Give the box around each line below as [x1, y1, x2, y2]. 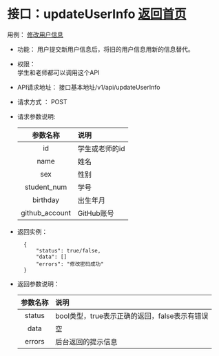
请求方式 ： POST [17, 97, 67, 106]
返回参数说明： [17, 279, 60, 288]
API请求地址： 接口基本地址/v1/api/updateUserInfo [17, 83, 160, 91]
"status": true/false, [35, 247, 101, 254]
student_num [24, 182, 67, 192]
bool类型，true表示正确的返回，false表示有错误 [54, 311, 209, 321]
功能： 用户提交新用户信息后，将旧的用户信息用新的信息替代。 [17, 45, 194, 53]
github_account [20, 208, 71, 217]
